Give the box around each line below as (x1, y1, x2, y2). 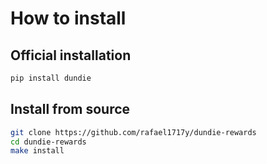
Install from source (10, 101, 131, 118)
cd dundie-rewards (10, 137, 87, 147)
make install (10, 146, 65, 156)
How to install (10, 7, 127, 30)
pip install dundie (10, 73, 92, 83)
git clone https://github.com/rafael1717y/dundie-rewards (10, 127, 257, 137)
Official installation (10, 47, 132, 64)
